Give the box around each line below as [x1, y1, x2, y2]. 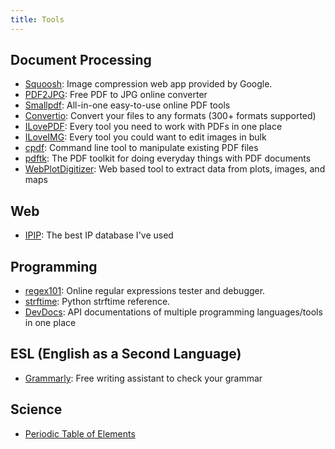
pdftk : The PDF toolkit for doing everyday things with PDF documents [24, 152, 312, 165]
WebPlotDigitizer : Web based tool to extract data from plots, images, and [24, 163, 326, 175]
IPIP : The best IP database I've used [24, 229, 174, 241]
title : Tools [10, 14, 65, 25]
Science [10, 401, 63, 418]
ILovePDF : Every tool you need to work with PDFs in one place [24, 121, 283, 133]
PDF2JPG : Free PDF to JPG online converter [24, 89, 208, 101]
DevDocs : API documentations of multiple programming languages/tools [24, 306, 323, 318]
